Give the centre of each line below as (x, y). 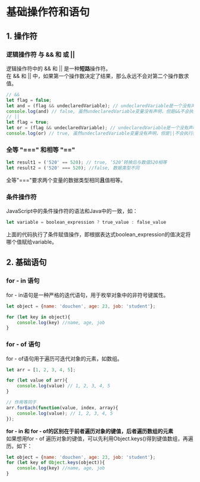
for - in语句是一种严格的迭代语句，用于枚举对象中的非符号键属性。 (87, 295)
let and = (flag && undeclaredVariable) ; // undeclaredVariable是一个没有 (99, 106)
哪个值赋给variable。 (32, 242)
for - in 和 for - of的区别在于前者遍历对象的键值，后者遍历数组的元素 (90, 431)
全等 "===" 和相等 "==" (41, 149)
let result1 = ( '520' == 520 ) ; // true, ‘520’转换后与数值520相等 (87, 162)
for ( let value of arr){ (37, 381)
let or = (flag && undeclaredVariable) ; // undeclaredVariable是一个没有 (97, 128)
